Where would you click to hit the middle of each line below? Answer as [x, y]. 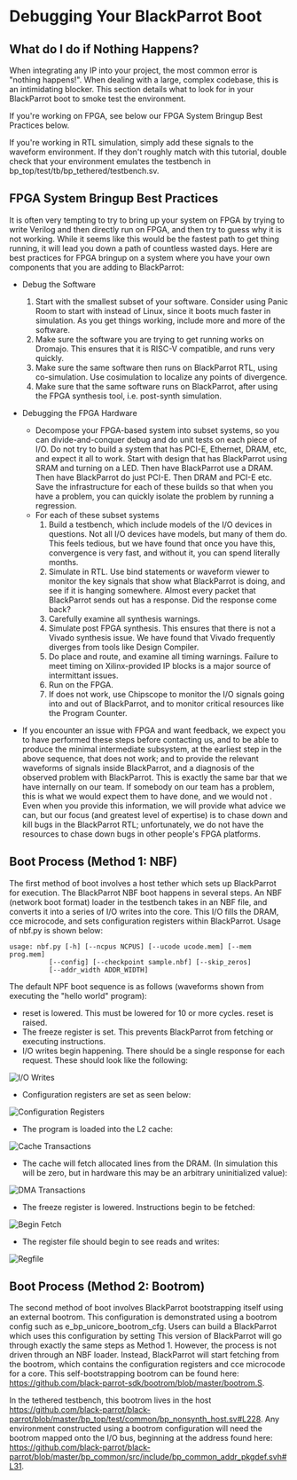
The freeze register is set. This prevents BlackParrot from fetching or [148, 1032]
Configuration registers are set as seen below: [106, 1094]
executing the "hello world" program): [78, 996]
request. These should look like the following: [105, 1060]
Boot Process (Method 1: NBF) [94, 862]
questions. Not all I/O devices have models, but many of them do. [168, 533]
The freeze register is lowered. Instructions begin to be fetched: [138, 1207]
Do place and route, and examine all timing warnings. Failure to [164, 656]
